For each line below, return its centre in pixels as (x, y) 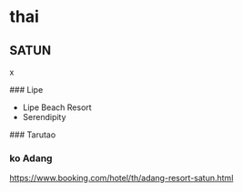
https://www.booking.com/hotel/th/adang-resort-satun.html (121, 178)
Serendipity (44, 117)
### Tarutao (33, 135)
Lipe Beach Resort (57, 107)
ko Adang (31, 158)
